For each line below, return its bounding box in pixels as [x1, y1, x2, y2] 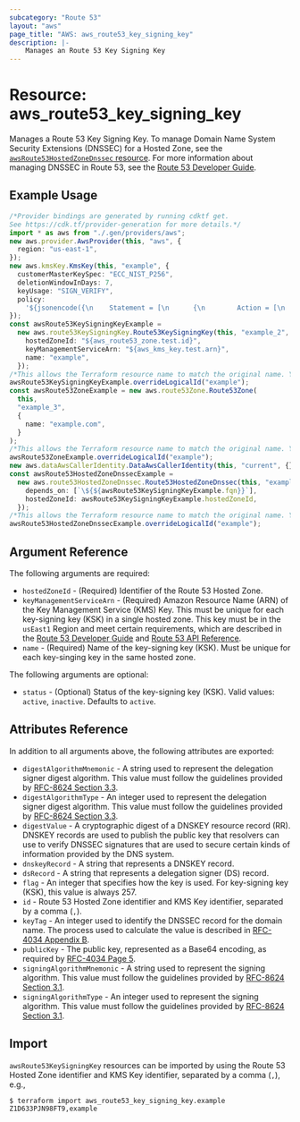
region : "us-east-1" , [17, 245, 98, 254]
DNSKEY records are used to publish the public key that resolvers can [21, 829, 279, 840]
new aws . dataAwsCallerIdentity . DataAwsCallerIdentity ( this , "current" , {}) [9, 462, 297, 471]
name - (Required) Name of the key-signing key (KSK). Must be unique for [21, 642, 291, 653]
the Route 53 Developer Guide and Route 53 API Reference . [21, 633, 242, 643]
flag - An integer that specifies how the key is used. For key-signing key [21, 877, 288, 888]
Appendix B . [44, 934, 90, 945]
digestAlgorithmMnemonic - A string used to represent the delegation [21, 762, 274, 774]
